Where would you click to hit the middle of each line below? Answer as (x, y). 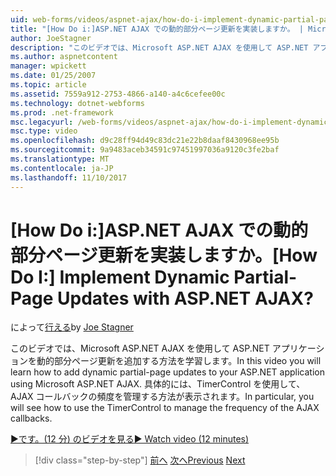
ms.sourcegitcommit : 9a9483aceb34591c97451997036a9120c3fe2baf (145, 150)
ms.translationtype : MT (60, 159)
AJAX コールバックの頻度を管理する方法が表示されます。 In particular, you (162, 397)
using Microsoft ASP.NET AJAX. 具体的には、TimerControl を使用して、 (158, 384)
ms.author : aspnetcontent (64, 57)
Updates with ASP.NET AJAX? (185, 298)
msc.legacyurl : (42, 122)
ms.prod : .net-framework (62, 112)
